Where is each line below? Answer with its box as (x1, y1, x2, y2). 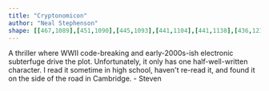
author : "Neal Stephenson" (8, 19, 98, 27)
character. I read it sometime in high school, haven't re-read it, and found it (8, 65, 255, 75)
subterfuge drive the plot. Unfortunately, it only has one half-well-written (8, 57, 248, 66)
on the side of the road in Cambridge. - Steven (8, 73, 162, 84)
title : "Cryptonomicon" (8, 11, 88, 20)
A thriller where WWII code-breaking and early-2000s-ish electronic (8, 49, 234, 58)
